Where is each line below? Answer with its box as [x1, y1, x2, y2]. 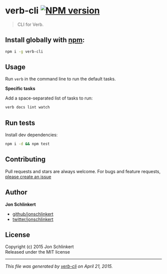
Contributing [5, 155, 46, 164]
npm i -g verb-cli [5, 49, 43, 54]
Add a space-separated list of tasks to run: [5, 95, 93, 101]
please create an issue [5, 174, 52, 180]
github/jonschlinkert [12, 211, 54, 217]
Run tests [5, 118, 35, 127]
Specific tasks [5, 86, 36, 91]
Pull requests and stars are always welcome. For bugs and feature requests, [5, 168, 161, 174]
